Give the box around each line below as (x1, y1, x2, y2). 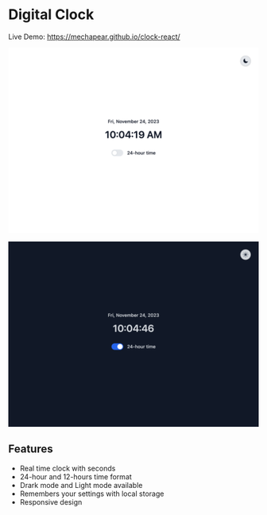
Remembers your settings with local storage (19, 489, 164, 498)
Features (8, 443, 53, 456)
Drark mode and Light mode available (19, 480, 143, 490)
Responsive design (19, 497, 83, 506)
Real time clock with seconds (19, 463, 116, 473)
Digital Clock (8, 6, 95, 24)
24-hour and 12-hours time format (19, 471, 133, 482)
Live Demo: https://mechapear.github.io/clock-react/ (8, 32, 180, 41)
